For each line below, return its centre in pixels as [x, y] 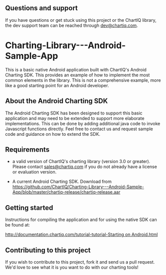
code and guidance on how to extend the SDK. [53, 134]
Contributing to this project [48, 250]
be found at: [18, 225]
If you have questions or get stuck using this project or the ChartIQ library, [81, 20]
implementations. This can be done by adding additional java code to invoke [83, 123]
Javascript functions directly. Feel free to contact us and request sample [79, 129]
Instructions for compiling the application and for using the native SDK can [81, 220]
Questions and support [42, 8]
